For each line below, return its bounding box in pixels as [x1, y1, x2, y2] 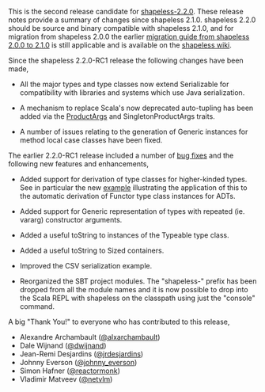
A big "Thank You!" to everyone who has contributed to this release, [8, 317, 230, 326]
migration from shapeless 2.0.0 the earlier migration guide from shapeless [8, 32, 250, 41]
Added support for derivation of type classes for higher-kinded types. [19, 174, 248, 184]
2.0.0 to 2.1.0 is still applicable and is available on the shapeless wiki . [8, 40, 232, 50]
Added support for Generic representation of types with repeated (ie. [19, 207, 245, 216]
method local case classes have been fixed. [19, 135, 163, 145]
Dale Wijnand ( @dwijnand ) [19, 341, 107, 350]
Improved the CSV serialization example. [19, 261, 153, 270]
